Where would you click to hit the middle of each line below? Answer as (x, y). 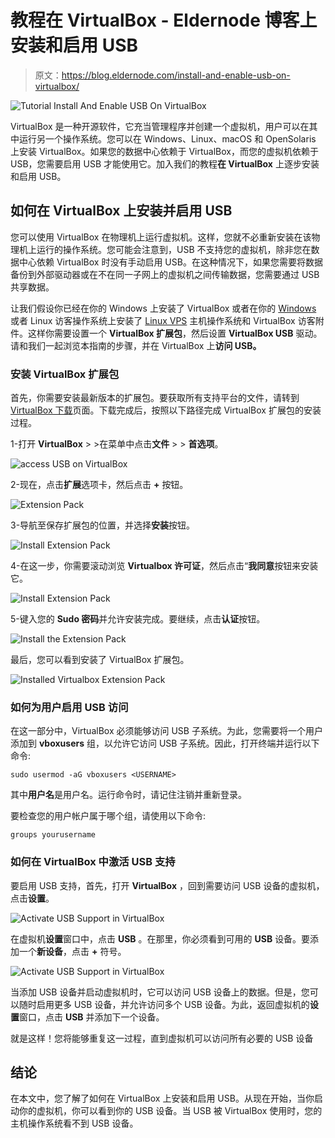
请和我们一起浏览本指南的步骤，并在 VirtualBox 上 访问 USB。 (136, 345)
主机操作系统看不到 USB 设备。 (74, 1123)
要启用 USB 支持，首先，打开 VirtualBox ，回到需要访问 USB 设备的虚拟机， (167, 885)
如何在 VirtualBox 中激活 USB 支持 (93, 862)
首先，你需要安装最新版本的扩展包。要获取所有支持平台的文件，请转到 (155, 398)
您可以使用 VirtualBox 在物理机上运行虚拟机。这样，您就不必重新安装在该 (161, 237)
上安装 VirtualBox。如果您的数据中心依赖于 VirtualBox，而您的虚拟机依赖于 (164, 151)
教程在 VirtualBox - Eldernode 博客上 (164, 20)
